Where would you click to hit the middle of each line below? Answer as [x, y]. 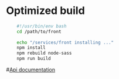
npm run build [34, 59]
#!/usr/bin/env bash [42, 26]
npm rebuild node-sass [44, 53]
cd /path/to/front [39, 31]
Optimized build [45, 11]
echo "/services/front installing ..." [65, 42]
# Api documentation [31, 70]
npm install [31, 48]
